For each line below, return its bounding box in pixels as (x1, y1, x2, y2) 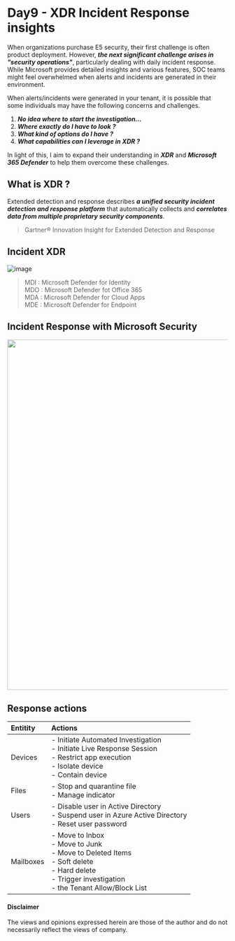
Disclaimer (7, 902, 40, 911)
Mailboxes (10, 857, 45, 867)
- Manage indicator (51, 790, 115, 800)
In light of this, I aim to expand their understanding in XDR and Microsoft (7, 151, 217, 159)
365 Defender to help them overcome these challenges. (7, 158, 169, 166)
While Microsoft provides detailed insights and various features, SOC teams (7, 65, 225, 74)
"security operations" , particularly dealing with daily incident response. (7, 57, 216, 66)
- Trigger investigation (51, 874, 126, 884)
